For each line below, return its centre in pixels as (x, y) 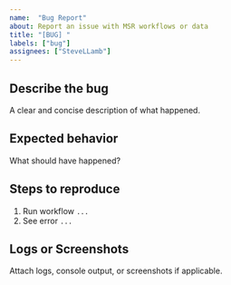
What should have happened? (65, 161)
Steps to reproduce (65, 189)
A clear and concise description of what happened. (105, 110)
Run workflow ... (55, 211)
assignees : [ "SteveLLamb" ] (60, 52)
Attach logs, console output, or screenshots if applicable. (116, 271)
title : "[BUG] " (40, 34)
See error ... (47, 221)
